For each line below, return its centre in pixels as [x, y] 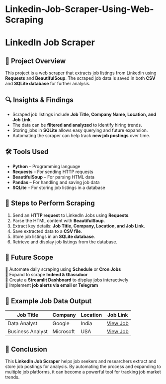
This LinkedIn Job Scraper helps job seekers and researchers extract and [81, 361]
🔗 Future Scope [29, 258]
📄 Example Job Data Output [48, 301]
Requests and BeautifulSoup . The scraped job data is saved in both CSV [80, 78]
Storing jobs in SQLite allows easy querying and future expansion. [80, 130]
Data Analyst [23, 324]
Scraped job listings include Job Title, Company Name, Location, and [84, 114]
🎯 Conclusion [26, 349]
